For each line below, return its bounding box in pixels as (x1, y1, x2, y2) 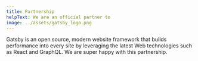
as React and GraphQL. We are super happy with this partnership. (6, 49, 168, 56)
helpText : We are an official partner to (6, 14, 111, 20)
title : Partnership (6, 8, 55, 15)
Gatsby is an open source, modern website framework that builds (6, 36, 167, 43)
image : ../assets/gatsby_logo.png (6, 20, 92, 25)
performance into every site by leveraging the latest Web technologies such (6, 42, 193, 49)
